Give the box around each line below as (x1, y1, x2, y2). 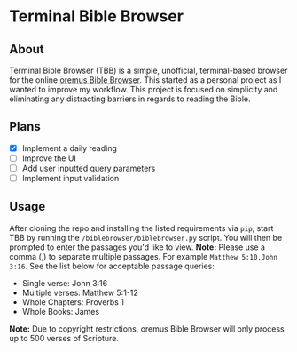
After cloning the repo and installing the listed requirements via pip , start (9, 222, 274, 233)
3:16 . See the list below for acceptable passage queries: (9, 260, 215, 271)
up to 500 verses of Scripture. (9, 332, 120, 343)
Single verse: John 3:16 (21, 277, 108, 288)
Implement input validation (21, 173, 120, 183)
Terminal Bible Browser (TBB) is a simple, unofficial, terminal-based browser (9, 65, 288, 76)
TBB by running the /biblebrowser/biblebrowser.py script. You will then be (9, 232, 283, 243)
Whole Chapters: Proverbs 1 (21, 296, 124, 308)
